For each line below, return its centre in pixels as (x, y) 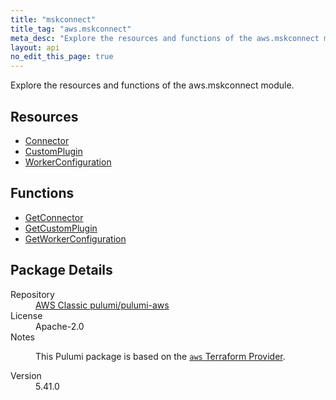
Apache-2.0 (60, 326)
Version (26, 375)
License (26, 315)
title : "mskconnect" (53, 19)
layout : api (35, 47)
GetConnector (54, 217)
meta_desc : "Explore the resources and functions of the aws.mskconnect (165, 38)
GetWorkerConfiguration (75, 238)
